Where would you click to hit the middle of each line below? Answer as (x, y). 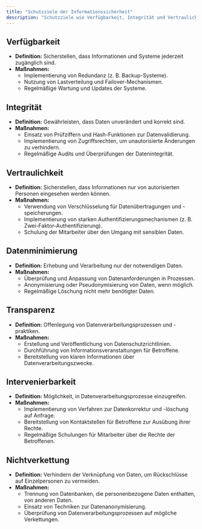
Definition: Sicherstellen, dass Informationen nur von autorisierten (97, 187)
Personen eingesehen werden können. (63, 193)
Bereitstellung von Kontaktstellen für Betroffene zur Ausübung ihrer (107, 422)
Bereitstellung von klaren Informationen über (79, 357)
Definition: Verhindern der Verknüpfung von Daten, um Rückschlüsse (101, 475)
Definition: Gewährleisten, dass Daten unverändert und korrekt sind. (100, 122)
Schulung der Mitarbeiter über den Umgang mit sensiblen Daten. (104, 232)
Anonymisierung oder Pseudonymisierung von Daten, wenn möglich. (109, 284)
